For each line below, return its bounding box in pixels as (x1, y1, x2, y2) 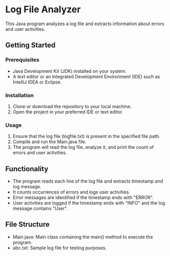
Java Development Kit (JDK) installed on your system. (12, 68, 127, 74)
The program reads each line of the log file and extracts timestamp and (12, 178, 163, 184)
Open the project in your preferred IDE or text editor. (12, 109, 123, 115)
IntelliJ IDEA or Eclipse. (12, 78, 62, 85)
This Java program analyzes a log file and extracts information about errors (5, 21, 164, 27)
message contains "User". (12, 205, 68, 211)
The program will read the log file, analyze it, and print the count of (12, 144, 154, 150)
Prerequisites (5, 56, 39, 64)
